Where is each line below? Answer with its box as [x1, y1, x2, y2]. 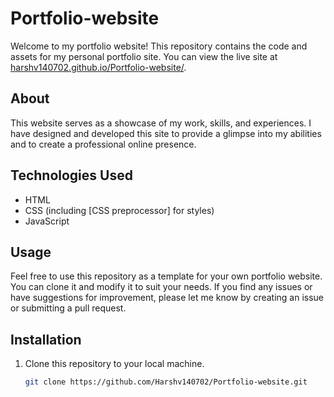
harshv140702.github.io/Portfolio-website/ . [10, 61, 187, 73]
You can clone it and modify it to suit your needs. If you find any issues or [10, 281, 313, 293]
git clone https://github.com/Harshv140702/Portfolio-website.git [24, 377, 308, 387]
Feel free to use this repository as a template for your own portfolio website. [10, 270, 323, 282]
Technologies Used [10, 167, 133, 184]
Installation [10, 331, 82, 348]
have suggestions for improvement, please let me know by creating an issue [10, 292, 325, 304]
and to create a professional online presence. [10, 138, 197, 150]
